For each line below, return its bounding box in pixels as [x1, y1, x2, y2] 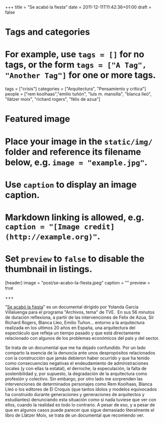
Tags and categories [5, 26, 90, 38]
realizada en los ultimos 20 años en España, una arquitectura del [5, 325, 136, 330]
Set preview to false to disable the [5, 253, 144, 264]
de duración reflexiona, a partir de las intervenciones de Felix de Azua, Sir [5, 314, 154, 320]
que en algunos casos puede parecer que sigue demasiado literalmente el [5, 407, 155, 413]
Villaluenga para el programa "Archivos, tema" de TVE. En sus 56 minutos [5, 309, 155, 315]
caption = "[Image [5, 222, 80, 232]
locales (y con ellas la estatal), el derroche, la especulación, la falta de [5, 365, 147, 371]
